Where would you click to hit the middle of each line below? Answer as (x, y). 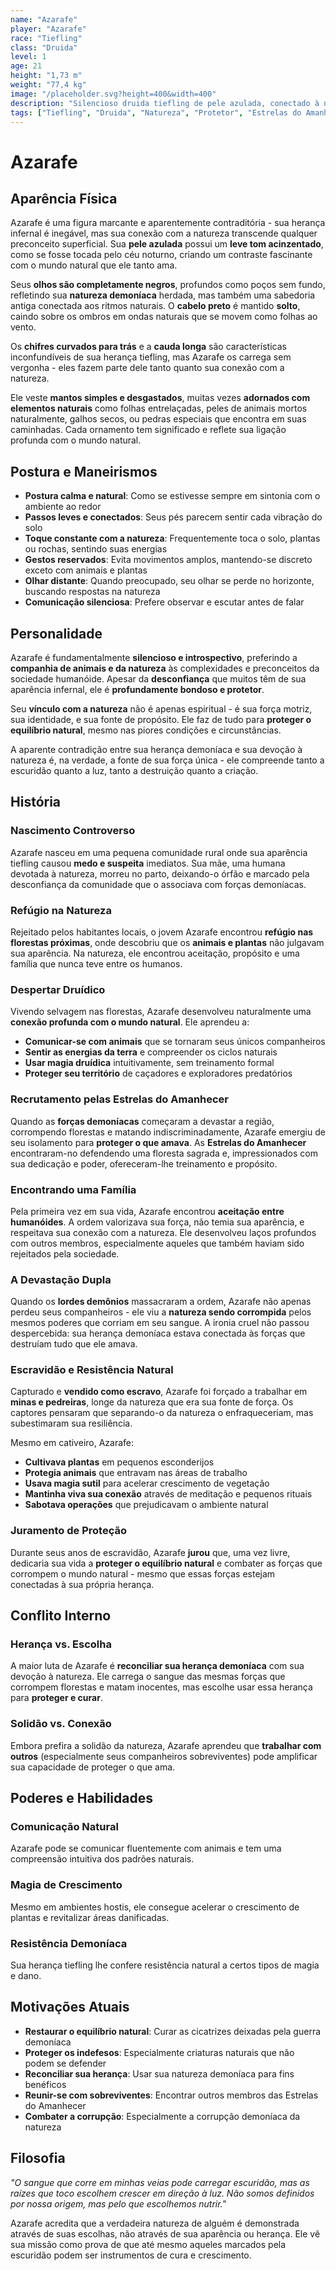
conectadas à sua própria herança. (82, 1584)
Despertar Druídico (58, 989)
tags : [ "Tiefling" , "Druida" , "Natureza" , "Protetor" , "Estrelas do (156, 112)
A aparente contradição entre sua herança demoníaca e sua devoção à (156, 749)
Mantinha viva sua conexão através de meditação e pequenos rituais (168, 1494)
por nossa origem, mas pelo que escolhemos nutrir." (118, 2203)
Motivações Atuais (70, 2007)
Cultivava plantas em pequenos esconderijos (119, 1462)
